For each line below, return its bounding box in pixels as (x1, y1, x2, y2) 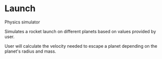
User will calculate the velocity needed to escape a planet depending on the (4, 43, 158, 49)
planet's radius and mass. (4, 48, 57, 54)
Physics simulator (4, 19, 40, 25)
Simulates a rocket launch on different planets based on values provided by (4, 28, 157, 34)
